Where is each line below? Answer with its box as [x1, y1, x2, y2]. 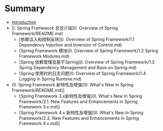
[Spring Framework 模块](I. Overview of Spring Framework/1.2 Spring [19, 48, 159, 53]
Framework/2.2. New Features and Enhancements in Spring [19, 115, 139, 121]
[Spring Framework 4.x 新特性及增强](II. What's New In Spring [19, 109, 143, 115]
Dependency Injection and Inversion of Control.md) [19, 42, 122, 48]
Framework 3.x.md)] [19, 104, 60, 109]
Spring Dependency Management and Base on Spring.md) [19, 64, 137, 70]
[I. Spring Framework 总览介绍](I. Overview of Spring [11, 25, 118, 31]
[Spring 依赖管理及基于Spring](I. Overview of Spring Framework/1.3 [19, 59, 155, 65]
